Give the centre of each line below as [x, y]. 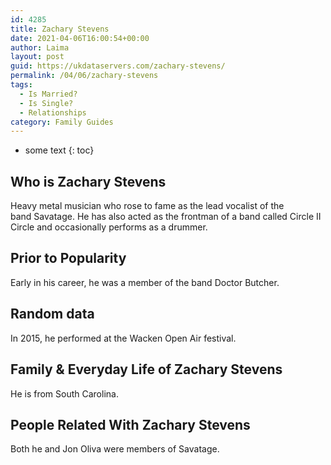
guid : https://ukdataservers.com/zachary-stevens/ [118, 66]
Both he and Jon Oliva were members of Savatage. [115, 449]
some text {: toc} [59, 150]
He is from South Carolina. [64, 393]
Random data [52, 314]
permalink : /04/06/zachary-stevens [84, 76]
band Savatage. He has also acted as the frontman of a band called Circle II [166, 217]
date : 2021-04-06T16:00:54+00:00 [80, 38]
